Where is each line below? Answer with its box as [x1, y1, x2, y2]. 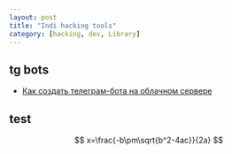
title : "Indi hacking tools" [9, 21, 117, 30]
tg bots [9, 62, 50, 77]
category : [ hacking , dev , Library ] [9, 29, 141, 38]
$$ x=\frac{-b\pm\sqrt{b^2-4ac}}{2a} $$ [73, 135, 224, 145]
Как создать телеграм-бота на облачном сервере [21, 86, 213, 96]
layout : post [9, 12, 58, 22]
